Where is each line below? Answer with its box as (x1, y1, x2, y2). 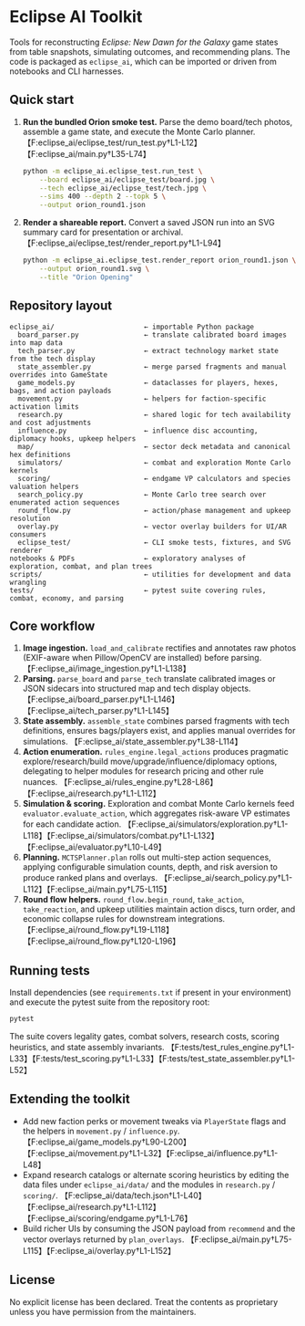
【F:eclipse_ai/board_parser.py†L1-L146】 (22, 694, 180, 705)
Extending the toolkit (9, 1091, 130, 1107)
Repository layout (9, 298, 112, 314)
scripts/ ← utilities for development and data (9, 569, 291, 579)
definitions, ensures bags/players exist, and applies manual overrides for (22, 726, 296, 736)
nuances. (22, 777, 58, 788)
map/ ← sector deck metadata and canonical (17, 442, 291, 451)
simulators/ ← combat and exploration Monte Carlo (17, 458, 291, 467)
